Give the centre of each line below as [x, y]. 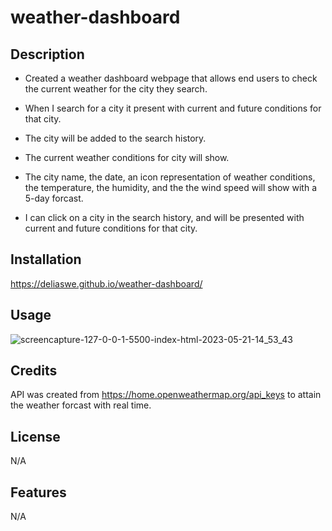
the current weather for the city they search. [116, 89]
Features [38, 492]
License [35, 436]
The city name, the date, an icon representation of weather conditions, [170, 177]
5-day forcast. [54, 198]
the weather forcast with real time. [81, 405]
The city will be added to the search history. [115, 138]
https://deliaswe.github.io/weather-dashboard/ [106, 283]
